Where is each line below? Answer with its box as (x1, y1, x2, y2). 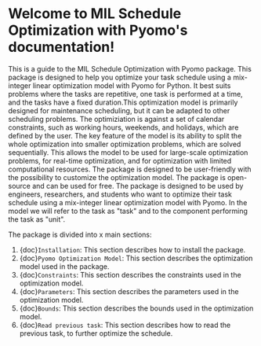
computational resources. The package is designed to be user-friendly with (8, 164, 252, 174)
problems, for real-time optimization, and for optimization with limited (8, 156, 232, 165)
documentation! (8, 39, 115, 56)
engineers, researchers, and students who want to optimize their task (8, 190, 233, 199)
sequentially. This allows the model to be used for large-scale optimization (8, 147, 248, 157)
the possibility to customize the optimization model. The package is (8, 172, 226, 182)
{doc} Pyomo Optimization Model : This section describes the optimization (19, 253, 253, 263)
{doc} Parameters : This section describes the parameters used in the (19, 286, 239, 296)
